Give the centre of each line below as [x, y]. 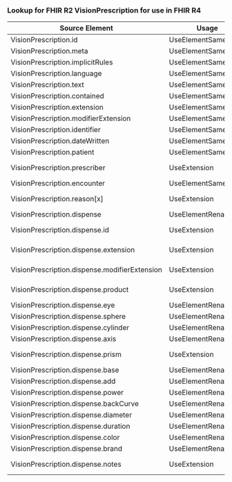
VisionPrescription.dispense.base [65, 370]
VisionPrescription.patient [52, 152]
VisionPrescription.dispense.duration [70, 426]
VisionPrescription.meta [49, 51]
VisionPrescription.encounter [58, 183]
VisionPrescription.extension [57, 107]
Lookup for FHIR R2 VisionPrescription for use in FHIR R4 [104, 10]
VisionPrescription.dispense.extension [73, 250]
